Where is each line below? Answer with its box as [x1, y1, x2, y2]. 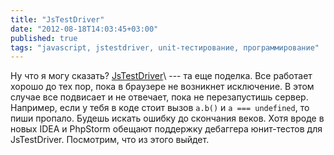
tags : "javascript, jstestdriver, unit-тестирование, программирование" [10, 42, 320, 53]
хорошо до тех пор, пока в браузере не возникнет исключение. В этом [10, 81, 315, 93]
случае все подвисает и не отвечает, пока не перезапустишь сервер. [10, 91, 309, 103]
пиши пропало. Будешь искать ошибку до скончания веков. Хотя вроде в [10, 112, 325, 125]
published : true [10, 33, 78, 43]
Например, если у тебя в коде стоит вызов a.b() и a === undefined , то [10, 102, 310, 114]
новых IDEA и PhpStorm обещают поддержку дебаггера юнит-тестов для [10, 123, 323, 135]
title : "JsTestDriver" [10, 14, 105, 25]
